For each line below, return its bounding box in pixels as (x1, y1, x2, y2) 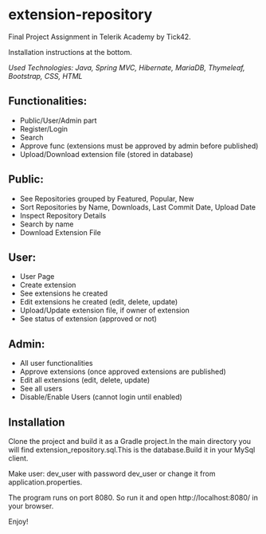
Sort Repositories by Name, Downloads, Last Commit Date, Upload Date (19, 202, 256, 212)
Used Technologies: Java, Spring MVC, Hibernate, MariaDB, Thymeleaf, (8, 62, 245, 73)
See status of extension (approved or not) (19, 314, 158, 324)
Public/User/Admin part (19, 116, 97, 125)
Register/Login (19, 124, 68, 133)
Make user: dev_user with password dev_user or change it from (8, 469, 216, 478)
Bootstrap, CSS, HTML (8, 71, 83, 80)
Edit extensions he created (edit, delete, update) (19, 297, 178, 307)
